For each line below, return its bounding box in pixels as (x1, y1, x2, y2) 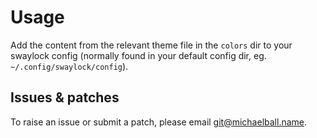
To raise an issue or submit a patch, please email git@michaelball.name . (10, 116, 308, 128)
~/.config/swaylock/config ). (10, 60, 129, 72)
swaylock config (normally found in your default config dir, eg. (10, 49, 267, 61)
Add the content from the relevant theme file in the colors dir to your (10, 39, 293, 51)
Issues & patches (10, 89, 120, 106)
